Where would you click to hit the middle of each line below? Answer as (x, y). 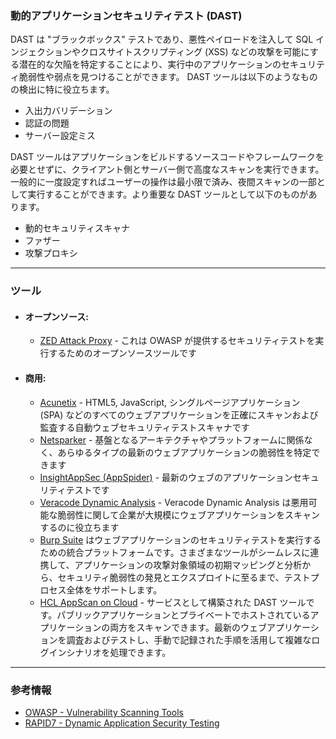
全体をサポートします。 (114, 589)
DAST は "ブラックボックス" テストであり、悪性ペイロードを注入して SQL (162, 39)
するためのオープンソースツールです (123, 353)
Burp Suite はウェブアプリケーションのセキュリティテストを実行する (180, 539)
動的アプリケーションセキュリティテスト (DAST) (126, 15)
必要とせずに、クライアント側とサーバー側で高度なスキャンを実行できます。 (167, 169)
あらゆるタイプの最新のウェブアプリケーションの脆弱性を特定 (184, 452)
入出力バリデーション (68, 111)
